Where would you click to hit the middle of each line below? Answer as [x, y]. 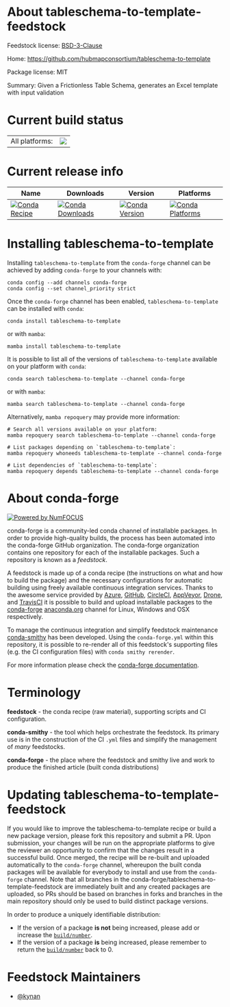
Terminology [44, 692]
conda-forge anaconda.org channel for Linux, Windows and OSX [99, 609]
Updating [34, 794]
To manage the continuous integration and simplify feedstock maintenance [113, 630]
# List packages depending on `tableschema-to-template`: [91, 447]
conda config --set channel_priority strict [72, 288]
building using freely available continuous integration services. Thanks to [110, 587]
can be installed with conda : [46, 308]
